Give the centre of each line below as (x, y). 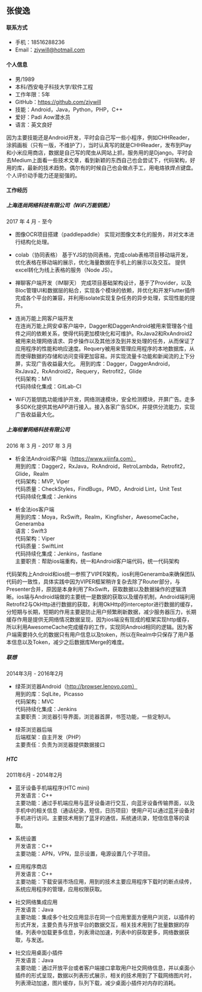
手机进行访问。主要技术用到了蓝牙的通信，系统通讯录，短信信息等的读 (102, 818)
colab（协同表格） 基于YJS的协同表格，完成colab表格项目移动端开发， (103, 255)
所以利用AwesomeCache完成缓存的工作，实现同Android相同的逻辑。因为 (97, 627)
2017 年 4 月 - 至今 (30, 222)
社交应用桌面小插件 (39, 953)
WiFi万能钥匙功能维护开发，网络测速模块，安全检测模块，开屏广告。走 (102, 399)
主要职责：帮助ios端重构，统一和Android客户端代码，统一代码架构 (97, 561)
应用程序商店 (31, 867)
